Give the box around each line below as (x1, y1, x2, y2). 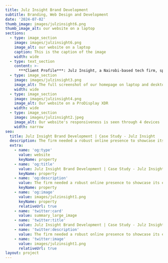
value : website (18, 152, 50, 157)
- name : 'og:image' (14, 190, 55, 195)
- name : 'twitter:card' (14, 208, 64, 214)
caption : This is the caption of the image (14, 49, 106, 54)
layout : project (5, 250, 39, 255)
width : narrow (14, 124, 43, 129)
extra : (9, 143, 23, 148)
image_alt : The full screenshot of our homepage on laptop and (14, 82, 149, 87)
